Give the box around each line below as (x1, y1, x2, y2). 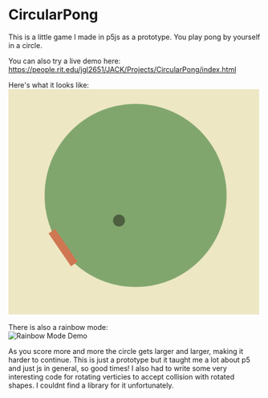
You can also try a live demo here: (8, 56, 121, 66)
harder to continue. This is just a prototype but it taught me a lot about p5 (8, 355, 250, 364)
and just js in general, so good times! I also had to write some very (8, 363, 227, 373)
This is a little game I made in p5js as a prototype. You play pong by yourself (8, 32, 261, 42)
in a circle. (8, 40, 43, 50)
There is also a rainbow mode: (8, 322, 108, 332)
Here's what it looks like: (8, 80, 90, 90)
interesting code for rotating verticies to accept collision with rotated (8, 372, 235, 381)
